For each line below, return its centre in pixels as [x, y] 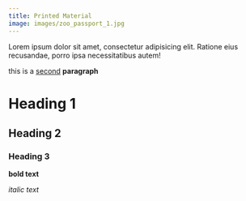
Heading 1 [42, 103]
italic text [23, 190]
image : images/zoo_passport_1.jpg [67, 24]
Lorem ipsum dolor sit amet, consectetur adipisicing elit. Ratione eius [123, 46]
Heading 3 [29, 156]
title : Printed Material [50, 16]
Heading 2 [35, 133]
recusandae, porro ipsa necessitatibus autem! [85, 55]
